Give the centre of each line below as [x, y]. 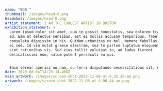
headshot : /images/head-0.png [36, 18]
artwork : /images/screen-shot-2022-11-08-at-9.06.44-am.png [67, 81]
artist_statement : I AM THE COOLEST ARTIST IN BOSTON [61, 23]
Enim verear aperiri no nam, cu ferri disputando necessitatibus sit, [82, 68]
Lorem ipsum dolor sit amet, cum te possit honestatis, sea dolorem [80, 32]
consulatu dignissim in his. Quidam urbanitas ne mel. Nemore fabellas [83, 41]
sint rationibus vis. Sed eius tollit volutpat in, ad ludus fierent [81, 50]
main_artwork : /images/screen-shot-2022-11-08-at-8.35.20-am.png [72, 76]
